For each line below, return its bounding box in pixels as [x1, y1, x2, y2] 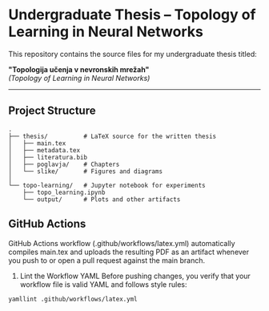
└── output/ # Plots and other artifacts [22, 195, 181, 204]
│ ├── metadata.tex [8, 146, 81, 154]
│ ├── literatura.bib [8, 153, 88, 161]
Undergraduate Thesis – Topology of [8, 6, 256, 24]
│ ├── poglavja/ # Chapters [8, 160, 120, 168]
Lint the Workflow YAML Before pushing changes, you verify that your [19, 271, 251, 281]
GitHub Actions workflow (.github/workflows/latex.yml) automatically [8, 238, 235, 248]
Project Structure [8, 104, 96, 118]
